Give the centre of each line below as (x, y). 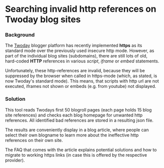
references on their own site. (34, 140)
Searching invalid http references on (81, 9)
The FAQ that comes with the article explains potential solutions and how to (81, 150)
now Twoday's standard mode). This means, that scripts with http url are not (82, 81)
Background (20, 35)
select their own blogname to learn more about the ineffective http (72, 135)
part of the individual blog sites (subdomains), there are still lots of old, (76, 56)
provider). (15, 160)
